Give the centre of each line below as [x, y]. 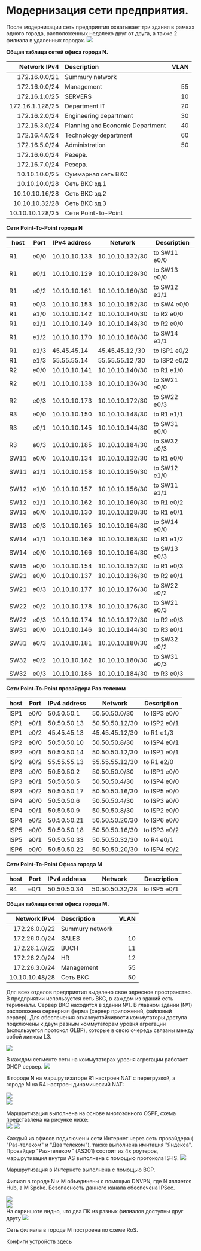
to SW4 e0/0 [171, 304]
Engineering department [99, 115]
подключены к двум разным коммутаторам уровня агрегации [86, 1024]
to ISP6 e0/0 [161, 820]
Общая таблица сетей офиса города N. [57, 52]
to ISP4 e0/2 [161, 849]
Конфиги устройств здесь [39, 1241]
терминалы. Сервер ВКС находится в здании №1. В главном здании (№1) [99, 1005]
